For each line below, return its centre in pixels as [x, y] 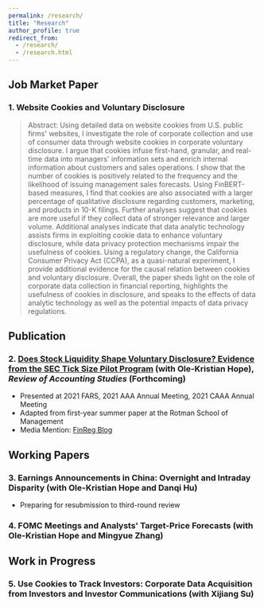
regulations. [47, 311]
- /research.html [44, 53]
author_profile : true [44, 30]
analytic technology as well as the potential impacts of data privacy [138, 303]
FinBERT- [229, 184]
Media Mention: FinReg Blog [66, 430]
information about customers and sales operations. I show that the [136, 167]
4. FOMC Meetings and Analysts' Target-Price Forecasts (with [131, 525]
